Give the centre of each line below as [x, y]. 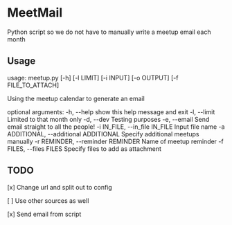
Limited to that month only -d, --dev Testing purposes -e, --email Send [108, 119]
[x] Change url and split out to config [60, 187]
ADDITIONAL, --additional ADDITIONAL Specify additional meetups [103, 134]
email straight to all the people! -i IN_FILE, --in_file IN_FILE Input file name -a [116, 127]
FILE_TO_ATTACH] [33, 85]
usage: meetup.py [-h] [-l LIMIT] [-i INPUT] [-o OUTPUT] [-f [93, 78]
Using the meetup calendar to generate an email [76, 98]
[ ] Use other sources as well [48, 200]
